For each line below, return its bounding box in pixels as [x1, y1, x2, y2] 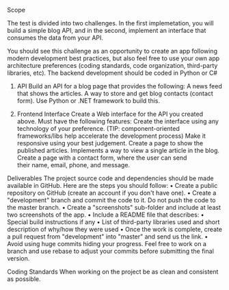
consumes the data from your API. [7, 34, 104, 42]
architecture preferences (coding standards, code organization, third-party [7, 62, 218, 69]
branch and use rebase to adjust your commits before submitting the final [7, 247, 214, 255]
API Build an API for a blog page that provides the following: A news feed [16, 82, 222, 90]
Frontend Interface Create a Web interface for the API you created [16, 110, 204, 118]
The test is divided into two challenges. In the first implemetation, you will [7, 19, 214, 27]
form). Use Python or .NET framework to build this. [16, 97, 161, 105]
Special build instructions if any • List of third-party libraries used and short [7, 218, 220, 226]
